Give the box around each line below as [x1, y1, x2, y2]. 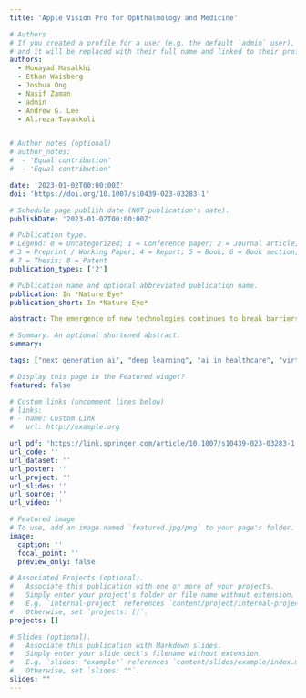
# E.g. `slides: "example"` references [9, 658, 169, 667]
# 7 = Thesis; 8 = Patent [9, 256, 107, 265]
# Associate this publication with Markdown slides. [9, 641, 222, 650]
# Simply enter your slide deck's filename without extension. [9, 649, 262, 659]
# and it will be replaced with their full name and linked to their [9, 46, 280, 56]
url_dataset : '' [9, 456, 71, 465]
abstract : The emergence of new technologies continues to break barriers [9, 314, 300, 323]
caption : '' [17, 539, 64, 549]
